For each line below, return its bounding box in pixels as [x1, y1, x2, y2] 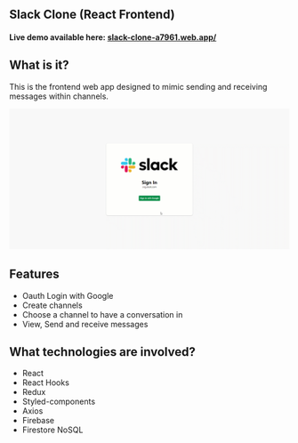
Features [9, 267, 60, 282]
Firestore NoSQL [21, 424, 84, 435]
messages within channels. [9, 91, 109, 101]
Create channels [21, 300, 83, 310]
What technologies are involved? [9, 344, 196, 359]
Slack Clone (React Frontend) [9, 7, 175, 22]
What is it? [9, 58, 69, 73]
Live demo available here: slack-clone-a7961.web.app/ [9, 31, 217, 43]
